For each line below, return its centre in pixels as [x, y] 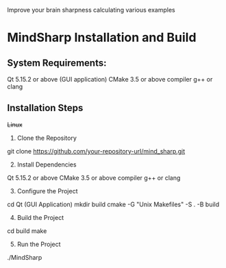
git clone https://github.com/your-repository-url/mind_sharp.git [96, 151]
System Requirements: [57, 63]
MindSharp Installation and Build [102, 38]
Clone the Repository [47, 138]
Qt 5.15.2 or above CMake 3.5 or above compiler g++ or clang [94, 178]
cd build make [27, 231]
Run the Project [39, 244]
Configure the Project [47, 191]
